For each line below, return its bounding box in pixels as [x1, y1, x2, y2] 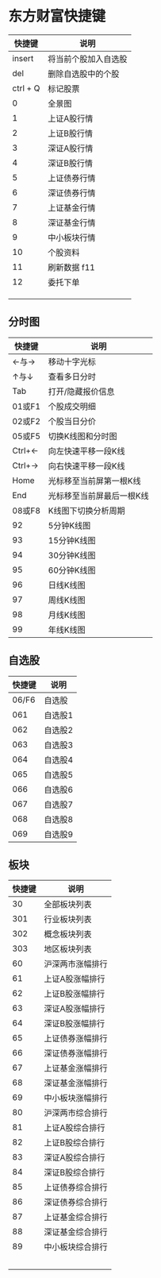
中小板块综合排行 [44, 1241, 109, 1253]
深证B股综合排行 [44, 1167, 105, 1178]
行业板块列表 [44, 914, 93, 925]
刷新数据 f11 [47, 261, 95, 272]
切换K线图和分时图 [48, 431, 117, 442]
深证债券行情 [47, 187, 96, 199]
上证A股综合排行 [44, 1122, 105, 1133]
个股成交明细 [48, 400, 97, 411]
